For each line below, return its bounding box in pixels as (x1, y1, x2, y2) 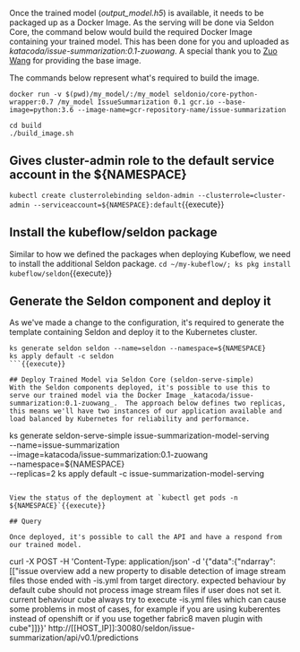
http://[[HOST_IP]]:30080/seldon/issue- (47, 622, 195, 634)
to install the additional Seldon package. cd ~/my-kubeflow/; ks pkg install (9, 258, 292, 269)
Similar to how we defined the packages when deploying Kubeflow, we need (9, 248, 291, 259)
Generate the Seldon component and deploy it (9, 294, 271, 309)
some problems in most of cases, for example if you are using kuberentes (9, 604, 281, 614)
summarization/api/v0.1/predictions (9, 632, 139, 643)
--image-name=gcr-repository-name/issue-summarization (77, 106, 287, 115)
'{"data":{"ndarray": (202, 556, 276, 567)
